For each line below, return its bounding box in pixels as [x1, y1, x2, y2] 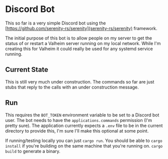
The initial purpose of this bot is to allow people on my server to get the [5, 35, 152, 41]
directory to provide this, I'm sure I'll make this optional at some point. [5, 127, 149, 133]
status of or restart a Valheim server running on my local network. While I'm [5, 40, 161, 46]
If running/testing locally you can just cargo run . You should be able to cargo [5, 137, 162, 143]
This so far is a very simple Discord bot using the [5, 20, 106, 26]
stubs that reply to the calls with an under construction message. [5, 84, 139, 90]
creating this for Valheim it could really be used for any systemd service [5, 45, 153, 51]
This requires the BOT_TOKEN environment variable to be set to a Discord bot [5, 111, 159, 118]
